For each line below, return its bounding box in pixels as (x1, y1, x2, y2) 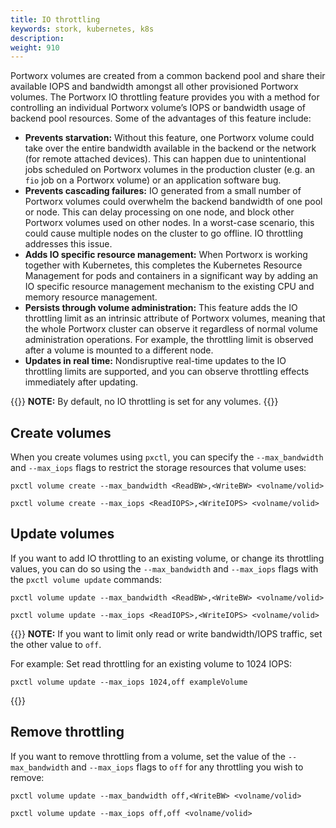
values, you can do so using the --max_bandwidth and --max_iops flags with (10, 562, 319, 575)
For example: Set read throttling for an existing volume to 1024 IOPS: (10, 657, 292, 670)
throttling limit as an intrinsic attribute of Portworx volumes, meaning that (24, 312, 326, 325)
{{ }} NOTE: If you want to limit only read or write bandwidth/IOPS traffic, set (10, 627, 323, 640)
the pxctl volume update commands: (10, 573, 162, 585)
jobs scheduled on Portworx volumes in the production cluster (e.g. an (24, 164, 316, 176)
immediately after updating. (24, 376, 139, 388)
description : (10, 33, 65, 43)
